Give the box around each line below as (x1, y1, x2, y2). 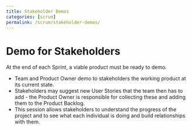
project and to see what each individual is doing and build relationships (14, 112, 186, 120)
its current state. (14, 81, 54, 88)
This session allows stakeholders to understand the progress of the (14, 106, 177, 113)
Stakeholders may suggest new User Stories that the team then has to (14, 87, 183, 94)
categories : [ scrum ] (6, 14, 57, 20)
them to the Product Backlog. (14, 100, 85, 107)
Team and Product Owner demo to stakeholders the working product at (14, 75, 186, 82)
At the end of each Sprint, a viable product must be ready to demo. (6, 64, 167, 71)
